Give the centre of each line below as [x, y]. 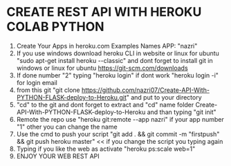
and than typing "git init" [182, 112]
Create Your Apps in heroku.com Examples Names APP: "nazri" [107, 46]
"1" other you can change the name [67, 127]
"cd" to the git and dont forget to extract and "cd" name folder [105, 104]
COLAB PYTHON [55, 27]
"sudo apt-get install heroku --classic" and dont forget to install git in [115, 60]
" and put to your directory [164, 97]
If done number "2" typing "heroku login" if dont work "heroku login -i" [118, 75]
